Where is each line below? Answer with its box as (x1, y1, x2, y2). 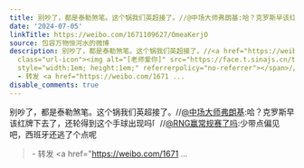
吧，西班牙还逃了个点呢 (9, 128, 97, 140)
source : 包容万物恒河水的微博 (9, 38, 110, 48)
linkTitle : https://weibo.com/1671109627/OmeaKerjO (9, 30, 208, 39)
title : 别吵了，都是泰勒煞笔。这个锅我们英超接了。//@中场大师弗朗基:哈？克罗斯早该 (9, 13, 290, 23)
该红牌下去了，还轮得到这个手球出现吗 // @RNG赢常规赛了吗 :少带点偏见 (9, 117, 280, 128)
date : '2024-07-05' (9, 22, 83, 31)
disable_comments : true (9, 80, 100, 89)
